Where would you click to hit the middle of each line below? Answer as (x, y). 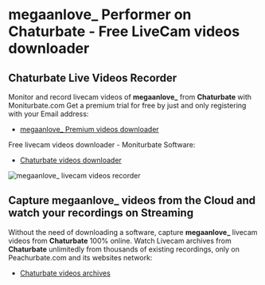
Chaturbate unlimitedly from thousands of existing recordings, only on (124, 249)
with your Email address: (49, 114)
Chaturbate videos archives (65, 273)
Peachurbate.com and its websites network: (80, 257)
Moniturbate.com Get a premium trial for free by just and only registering (127, 105)
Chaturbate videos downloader (70, 160)
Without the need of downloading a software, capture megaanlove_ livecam (133, 232)
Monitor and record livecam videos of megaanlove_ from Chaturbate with (130, 97)
